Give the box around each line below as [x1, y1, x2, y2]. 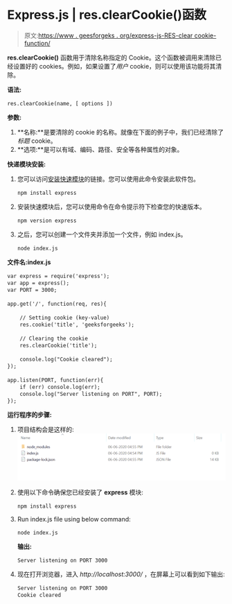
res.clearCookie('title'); [19, 342, 98, 349]
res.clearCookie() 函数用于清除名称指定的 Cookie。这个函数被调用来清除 [7, 53, 216, 62]
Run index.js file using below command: [17, 515, 132, 523]
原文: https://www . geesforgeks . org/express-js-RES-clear [24, 31, 193, 40]
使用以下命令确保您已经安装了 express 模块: [17, 487, 144, 497]
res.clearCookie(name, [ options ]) [7, 100, 113, 107]
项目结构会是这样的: [17, 425, 74, 433]
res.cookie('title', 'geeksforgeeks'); [19, 321, 135, 328]
